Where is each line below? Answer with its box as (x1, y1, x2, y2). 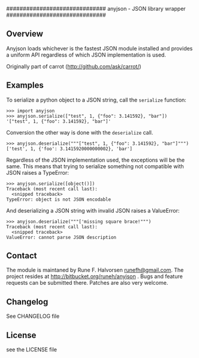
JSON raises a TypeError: (6, 169, 69, 176)
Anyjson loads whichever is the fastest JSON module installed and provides (6, 44, 193, 52)
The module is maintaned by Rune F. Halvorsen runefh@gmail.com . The (6, 267, 184, 274)
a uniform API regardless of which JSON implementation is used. (6, 51, 167, 58)
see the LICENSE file (6, 346, 57, 353)
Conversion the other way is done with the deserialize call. (6, 129, 153, 136)
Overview (6, 29, 44, 39)
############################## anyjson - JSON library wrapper (6, 5, 186, 12)
